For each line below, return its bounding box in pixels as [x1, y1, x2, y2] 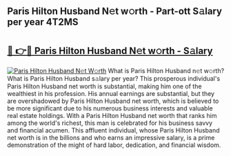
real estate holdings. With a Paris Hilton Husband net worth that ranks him [7, 112, 217, 119]
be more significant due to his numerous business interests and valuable [7, 104, 213, 113]
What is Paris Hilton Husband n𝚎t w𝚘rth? [108, 67, 225, 75]
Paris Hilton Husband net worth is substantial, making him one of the [7, 82, 202, 90]
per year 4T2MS [7, 17, 79, 28]
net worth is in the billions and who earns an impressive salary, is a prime [7, 134, 215, 142]
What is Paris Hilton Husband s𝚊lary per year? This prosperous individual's [7, 75, 221, 82]
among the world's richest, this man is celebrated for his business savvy [7, 119, 212, 127]
